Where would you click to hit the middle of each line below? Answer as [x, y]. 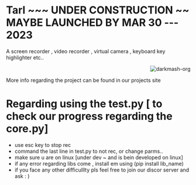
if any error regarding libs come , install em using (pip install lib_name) [99, 163]
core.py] [27, 129]
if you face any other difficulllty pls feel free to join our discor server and [102, 170]
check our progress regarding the [89, 116]
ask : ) [22, 176]
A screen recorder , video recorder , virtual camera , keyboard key [86, 51]
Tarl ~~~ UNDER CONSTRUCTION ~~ [98, 10]
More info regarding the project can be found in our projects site [83, 80]
